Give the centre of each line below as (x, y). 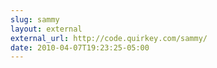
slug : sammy (35, 19)
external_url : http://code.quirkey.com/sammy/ (109, 38)
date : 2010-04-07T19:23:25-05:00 (80, 47)
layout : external (46, 29)
